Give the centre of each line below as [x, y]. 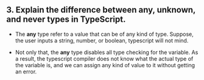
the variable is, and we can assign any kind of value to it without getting [105, 65]
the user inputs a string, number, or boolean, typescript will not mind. [102, 40]
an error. [26, 72]
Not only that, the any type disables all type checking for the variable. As [107, 52]
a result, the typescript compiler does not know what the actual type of [104, 58]
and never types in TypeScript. [66, 20]
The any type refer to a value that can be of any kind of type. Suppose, [104, 34]
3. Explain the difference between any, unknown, [101, 10]
